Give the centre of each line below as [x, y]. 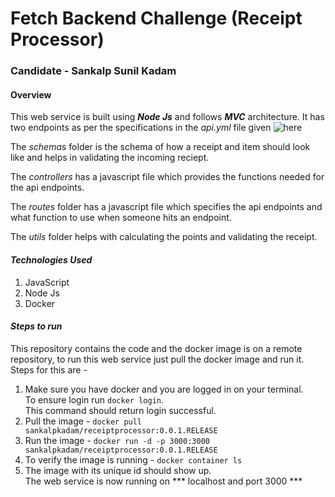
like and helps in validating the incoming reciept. [110, 158]
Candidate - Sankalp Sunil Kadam [93, 71]
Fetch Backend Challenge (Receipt [156, 18]
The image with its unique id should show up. [118, 470]
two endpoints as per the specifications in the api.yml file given [141, 128]
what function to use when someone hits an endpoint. [121, 218]
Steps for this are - [49, 369]
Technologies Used [51, 259]
